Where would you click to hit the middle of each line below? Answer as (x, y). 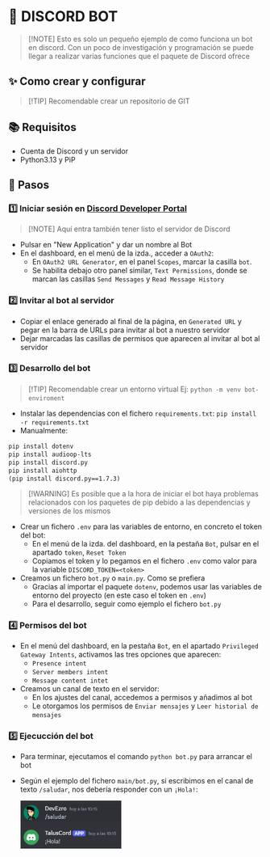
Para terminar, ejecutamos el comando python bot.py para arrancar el (136, 757)
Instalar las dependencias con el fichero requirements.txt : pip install (138, 413)
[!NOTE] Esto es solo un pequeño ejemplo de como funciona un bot (140, 39)
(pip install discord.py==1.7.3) (64, 479)
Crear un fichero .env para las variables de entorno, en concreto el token (141, 526)
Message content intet (70, 681)
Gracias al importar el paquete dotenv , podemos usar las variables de (147, 586)
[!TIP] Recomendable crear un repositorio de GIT (109, 101)
